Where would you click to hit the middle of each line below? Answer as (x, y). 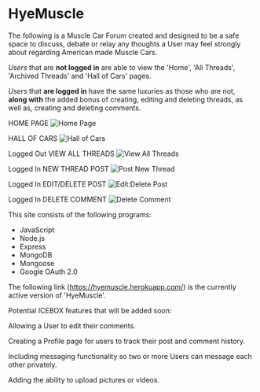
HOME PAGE (29, 123)
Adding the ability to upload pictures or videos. (84, 379)
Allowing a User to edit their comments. (72, 325)
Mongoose (37, 263)
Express (33, 246)
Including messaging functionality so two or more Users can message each (130, 356)
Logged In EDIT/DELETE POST (57, 184)
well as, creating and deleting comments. (75, 108)
